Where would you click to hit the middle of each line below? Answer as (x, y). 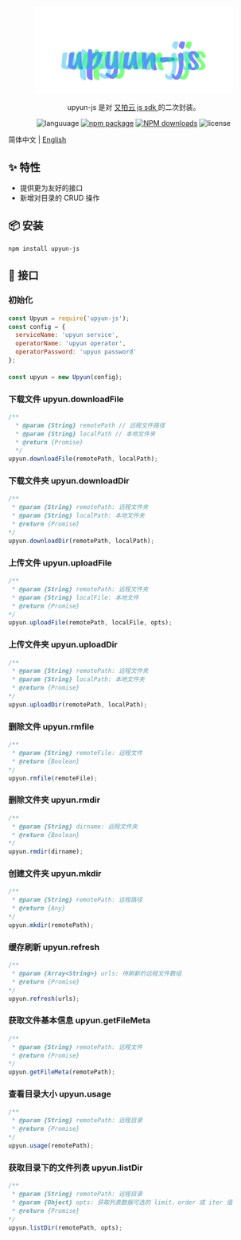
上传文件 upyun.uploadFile (60, 562)
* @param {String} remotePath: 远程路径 (77, 900)
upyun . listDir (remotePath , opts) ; (66, 1228)
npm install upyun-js (44, 249)
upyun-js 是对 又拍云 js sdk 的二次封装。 (134, 108)
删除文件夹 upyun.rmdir (54, 800)
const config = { (37, 327)
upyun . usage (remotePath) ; (51, 1145)
